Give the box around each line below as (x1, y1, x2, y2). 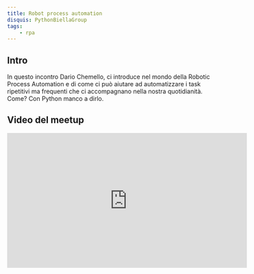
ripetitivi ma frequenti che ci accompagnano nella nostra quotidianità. (7, 87, 203, 96)
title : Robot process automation (7, 10, 103, 17)
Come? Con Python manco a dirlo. (7, 95, 104, 103)
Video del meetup (7, 114, 84, 126)
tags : (7, 23, 23, 29)
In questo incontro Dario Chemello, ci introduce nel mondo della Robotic (7, 73, 210, 81)
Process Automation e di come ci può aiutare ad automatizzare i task (7, 80, 201, 88)
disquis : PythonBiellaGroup (7, 16, 88, 23)
